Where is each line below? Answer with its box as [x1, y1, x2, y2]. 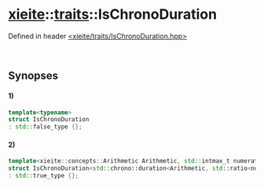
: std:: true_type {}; [8, 172, 79, 180]
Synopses [8, 69, 59, 83]
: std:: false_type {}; [8, 123, 82, 131]
